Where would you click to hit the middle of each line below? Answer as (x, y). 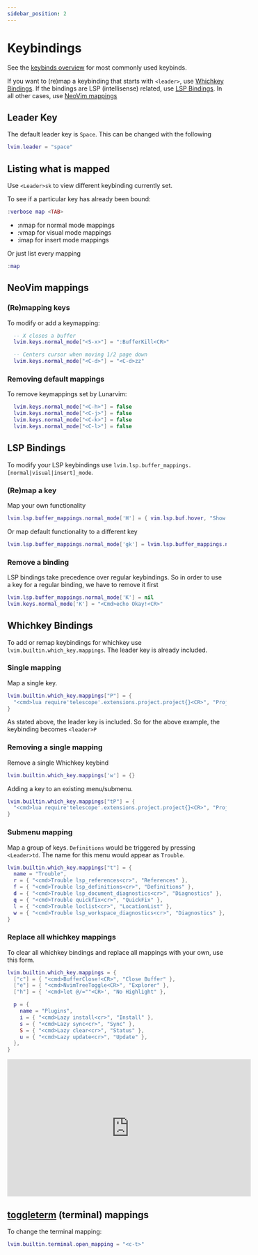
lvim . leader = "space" (40, 147)
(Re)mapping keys (39, 308)
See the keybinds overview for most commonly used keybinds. (97, 68)
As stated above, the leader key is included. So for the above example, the (114, 722)
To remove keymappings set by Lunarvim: (67, 394)
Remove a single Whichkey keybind (58, 763)
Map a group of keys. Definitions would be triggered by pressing (102, 848)
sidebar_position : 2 (37, 14)
